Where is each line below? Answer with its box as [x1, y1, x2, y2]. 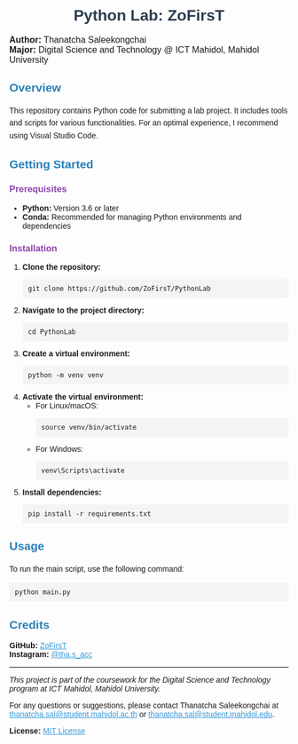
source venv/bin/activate [41, 423, 137, 431]
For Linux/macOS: [35, 400, 99, 410]
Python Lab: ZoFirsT [73, 6, 225, 25]
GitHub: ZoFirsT [9, 640, 67, 650]
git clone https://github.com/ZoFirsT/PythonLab [27, 284, 211, 293]
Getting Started [9, 157, 94, 171]
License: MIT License [9, 725, 86, 736]
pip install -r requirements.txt [27, 509, 152, 518]
